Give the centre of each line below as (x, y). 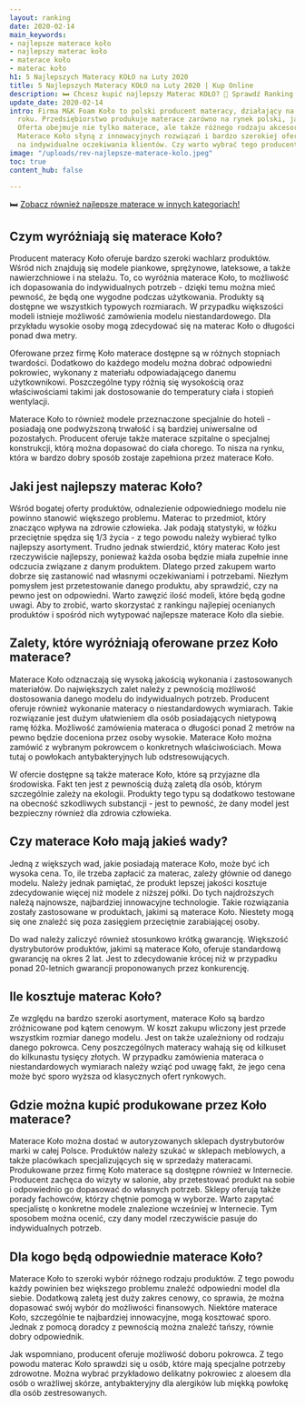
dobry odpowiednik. (47, 1337)
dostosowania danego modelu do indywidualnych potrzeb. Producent (139, 698)
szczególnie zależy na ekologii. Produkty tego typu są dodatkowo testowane (152, 793)
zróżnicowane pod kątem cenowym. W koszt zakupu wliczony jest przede (148, 1028)
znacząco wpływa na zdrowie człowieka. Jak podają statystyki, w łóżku (143, 528)
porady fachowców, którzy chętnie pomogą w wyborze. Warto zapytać (142, 1199)
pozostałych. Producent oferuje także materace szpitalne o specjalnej (140, 438)
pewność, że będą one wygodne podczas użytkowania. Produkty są (137, 297)
